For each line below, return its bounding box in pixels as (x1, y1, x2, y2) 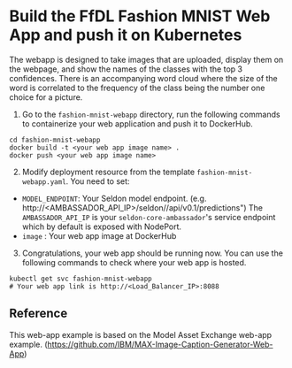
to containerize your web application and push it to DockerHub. (21, 118, 254, 129)
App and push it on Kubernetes (9, 25, 242, 45)
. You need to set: (65, 175, 130, 187)
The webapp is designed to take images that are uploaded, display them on (9, 54, 284, 65)
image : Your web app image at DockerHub (21, 230, 177, 241)
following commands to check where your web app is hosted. (21, 257, 247, 267)
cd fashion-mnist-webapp (9, 135, 101, 144)
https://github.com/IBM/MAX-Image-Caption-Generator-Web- (47, 339, 273, 349)
